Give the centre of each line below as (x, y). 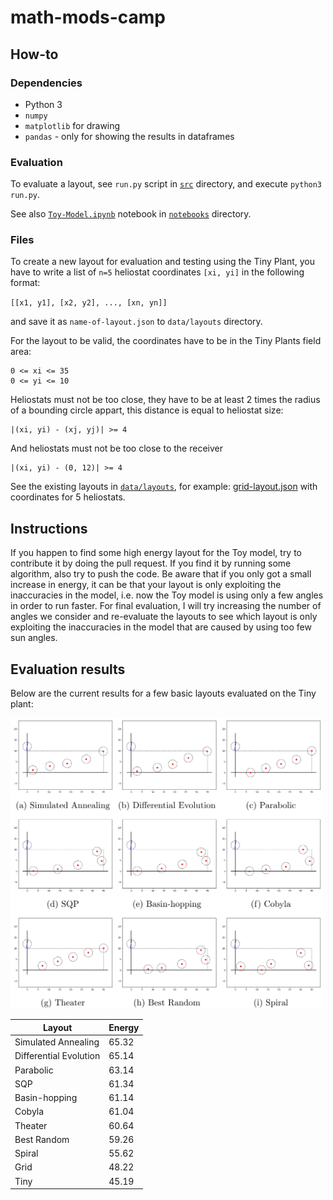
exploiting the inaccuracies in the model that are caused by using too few (161, 627)
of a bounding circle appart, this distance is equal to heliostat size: (147, 410)
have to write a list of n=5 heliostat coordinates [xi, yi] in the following (157, 272)
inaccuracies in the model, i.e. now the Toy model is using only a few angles (167, 595)
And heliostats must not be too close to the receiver (116, 448)
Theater (31, 1125)
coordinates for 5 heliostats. (68, 497)
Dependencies (46, 83)
